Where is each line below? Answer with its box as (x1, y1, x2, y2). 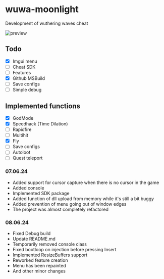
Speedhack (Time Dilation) (12, 121, 68, 127)
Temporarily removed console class (12, 241, 87, 247)
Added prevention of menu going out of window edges (12, 201, 127, 207)
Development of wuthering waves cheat (5, 20, 88, 26)
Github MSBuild (12, 75, 45, 81)
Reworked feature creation (12, 257, 68, 263)
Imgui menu (12, 58, 37, 64)
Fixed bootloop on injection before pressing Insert (12, 247, 117, 253)
